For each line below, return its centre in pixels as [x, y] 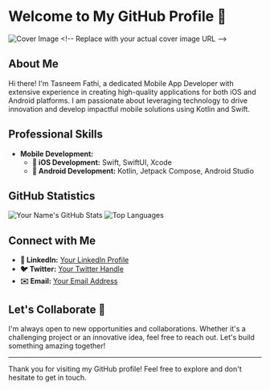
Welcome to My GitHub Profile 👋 [117, 16]
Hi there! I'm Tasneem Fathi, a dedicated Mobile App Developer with [121, 83]
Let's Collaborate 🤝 [57, 309]
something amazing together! [57, 346]
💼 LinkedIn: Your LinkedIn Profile [74, 260]
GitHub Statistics [52, 196]
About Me [33, 64]
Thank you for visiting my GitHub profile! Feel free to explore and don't [125, 369]
